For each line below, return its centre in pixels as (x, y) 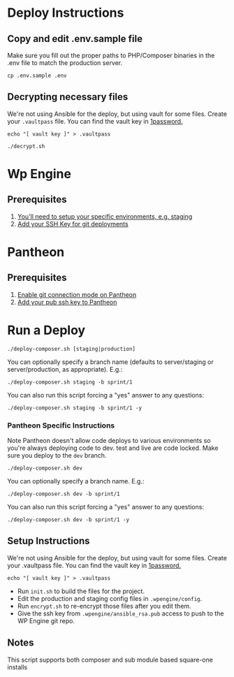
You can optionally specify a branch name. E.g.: (76, 481)
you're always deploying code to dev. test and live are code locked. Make (113, 448)
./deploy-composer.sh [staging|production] (72, 349)
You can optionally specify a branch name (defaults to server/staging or (111, 362)
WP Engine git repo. (46, 620)
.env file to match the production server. (65, 63)
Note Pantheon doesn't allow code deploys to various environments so (109, 441)
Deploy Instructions (66, 13)
